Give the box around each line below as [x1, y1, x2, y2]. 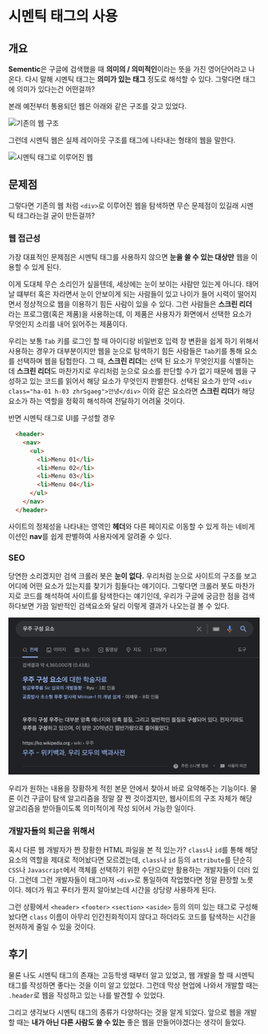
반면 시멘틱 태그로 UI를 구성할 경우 [8, 413, 116, 423]
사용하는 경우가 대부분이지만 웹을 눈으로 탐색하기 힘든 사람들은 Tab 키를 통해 [8, 346, 243, 356]
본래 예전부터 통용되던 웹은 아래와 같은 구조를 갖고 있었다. [8, 102, 187, 110]
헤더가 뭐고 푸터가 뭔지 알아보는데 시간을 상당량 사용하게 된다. [25, 884, 217, 894]
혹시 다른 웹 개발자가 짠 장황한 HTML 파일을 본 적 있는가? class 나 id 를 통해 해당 [8, 844, 258, 854]
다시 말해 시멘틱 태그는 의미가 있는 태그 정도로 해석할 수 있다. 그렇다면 [25, 74, 242, 84]
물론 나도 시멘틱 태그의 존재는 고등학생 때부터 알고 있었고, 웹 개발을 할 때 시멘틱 [8, 970, 255, 980]
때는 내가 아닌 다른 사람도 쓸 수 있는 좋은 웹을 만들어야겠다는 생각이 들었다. [16, 1017, 246, 1027]
